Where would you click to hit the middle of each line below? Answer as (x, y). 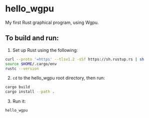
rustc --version (22, 68)
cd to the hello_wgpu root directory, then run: (58, 78)
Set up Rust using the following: (45, 50)
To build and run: (32, 38)
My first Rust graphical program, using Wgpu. (52, 22)
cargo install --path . (30, 92)
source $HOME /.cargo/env (31, 64)
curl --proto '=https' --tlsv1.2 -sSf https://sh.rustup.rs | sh (74, 59)
